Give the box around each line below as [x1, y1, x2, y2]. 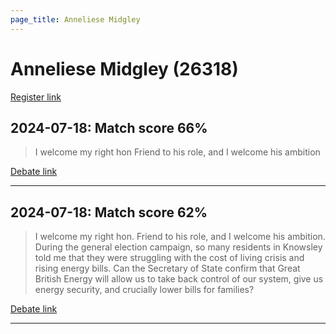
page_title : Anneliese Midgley [10, 14, 141, 25]
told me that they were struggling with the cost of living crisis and [34, 252, 305, 264]
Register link [10, 91, 62, 103]
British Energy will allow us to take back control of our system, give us [34, 273, 324, 285]
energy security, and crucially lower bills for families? [34, 284, 255, 296]
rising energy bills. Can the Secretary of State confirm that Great [34, 262, 301, 275]
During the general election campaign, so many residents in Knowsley [34, 241, 323, 253]
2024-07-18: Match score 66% [10, 119, 208, 136]
